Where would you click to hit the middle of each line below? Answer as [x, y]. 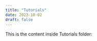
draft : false [19, 19]
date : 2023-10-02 [24, 15]
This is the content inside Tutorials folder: [49, 34]
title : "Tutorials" [26, 10]
